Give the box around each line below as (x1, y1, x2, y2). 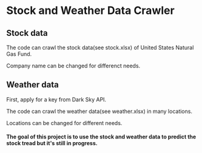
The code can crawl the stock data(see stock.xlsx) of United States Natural (6, 44, 194, 51)
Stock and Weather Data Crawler (6, 4, 175, 18)
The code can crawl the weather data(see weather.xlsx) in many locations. (6, 107, 193, 115)
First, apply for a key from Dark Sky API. (6, 95, 107, 103)
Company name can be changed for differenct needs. (6, 62, 141, 69)
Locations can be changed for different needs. (6, 119, 123, 126)
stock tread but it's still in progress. (6, 140, 98, 147)
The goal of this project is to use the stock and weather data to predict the (6, 133, 197, 140)
